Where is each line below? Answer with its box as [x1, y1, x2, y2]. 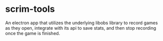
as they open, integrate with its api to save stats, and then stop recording [5, 25, 156, 31]
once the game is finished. [5, 30, 60, 36]
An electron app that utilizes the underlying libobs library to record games [5, 20, 158, 26]
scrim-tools [5, 3, 55, 15]
